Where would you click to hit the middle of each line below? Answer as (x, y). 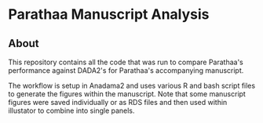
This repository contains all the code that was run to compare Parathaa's (126, 62)
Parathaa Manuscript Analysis (109, 14)
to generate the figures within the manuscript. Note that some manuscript (127, 94)
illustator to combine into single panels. (71, 110)
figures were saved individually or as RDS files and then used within (118, 102)
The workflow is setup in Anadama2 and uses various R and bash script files (132, 85)
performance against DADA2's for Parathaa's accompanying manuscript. (126, 71)
